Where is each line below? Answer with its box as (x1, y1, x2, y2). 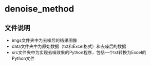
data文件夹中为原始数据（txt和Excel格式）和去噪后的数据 (11, 43, 127, 49)
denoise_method (4, 3, 74, 14)
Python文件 (11, 55, 35, 61)
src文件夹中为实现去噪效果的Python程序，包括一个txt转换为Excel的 (11, 50, 147, 55)
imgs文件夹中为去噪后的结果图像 (11, 38, 77, 43)
